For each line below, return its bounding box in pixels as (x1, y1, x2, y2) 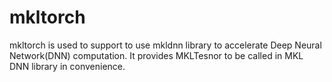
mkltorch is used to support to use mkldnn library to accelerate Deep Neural (9, 39, 322, 51)
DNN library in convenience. (9, 60, 126, 72)
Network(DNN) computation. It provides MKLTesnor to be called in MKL (9, 49, 304, 61)
